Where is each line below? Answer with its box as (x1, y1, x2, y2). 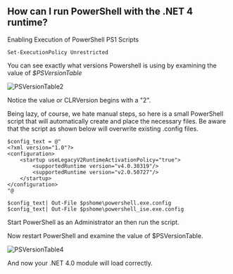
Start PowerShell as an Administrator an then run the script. (7, 218, 180, 226)
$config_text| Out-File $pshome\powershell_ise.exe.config (7, 205, 184, 213)
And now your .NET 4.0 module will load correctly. (7, 259, 153, 267)
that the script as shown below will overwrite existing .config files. (7, 124, 199, 133)
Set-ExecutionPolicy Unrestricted (7, 48, 109, 56)
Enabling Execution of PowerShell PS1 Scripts (7, 35, 139, 44)
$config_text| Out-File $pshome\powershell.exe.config (7, 200, 172, 207)
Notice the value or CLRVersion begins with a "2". (7, 96, 151, 104)
